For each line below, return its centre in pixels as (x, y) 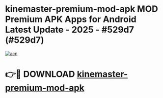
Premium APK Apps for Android (71, 19)
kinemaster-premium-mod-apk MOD (81, 9)
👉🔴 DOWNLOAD (40, 74)
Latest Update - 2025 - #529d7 (69, 30)
